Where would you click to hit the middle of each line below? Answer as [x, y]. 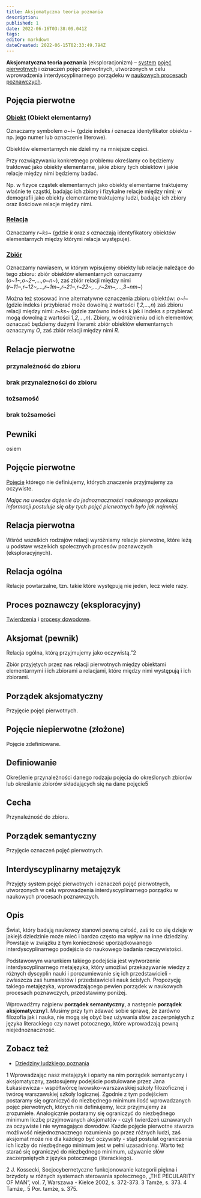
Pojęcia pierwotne [41, 101]
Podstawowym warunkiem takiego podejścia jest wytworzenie [83, 961]
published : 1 [22, 23]
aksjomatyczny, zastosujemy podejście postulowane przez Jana [85, 1081]
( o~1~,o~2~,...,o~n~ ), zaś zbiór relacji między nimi [68, 281]
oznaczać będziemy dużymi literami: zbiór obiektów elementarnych [89, 324]
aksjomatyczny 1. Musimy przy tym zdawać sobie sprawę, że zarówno [93, 1010]
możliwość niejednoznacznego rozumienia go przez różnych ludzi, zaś [94, 1132]
